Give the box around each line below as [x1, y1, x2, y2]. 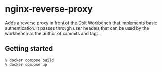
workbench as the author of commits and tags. [5, 30, 100, 36]
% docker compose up [5, 62, 48, 67]
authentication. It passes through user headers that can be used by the [5, 25, 149, 31]
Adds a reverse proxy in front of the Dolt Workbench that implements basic [5, 20, 158, 26]
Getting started [5, 44, 53, 53]
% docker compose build [5, 58, 54, 63]
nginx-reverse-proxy [5, 3, 93, 15]
